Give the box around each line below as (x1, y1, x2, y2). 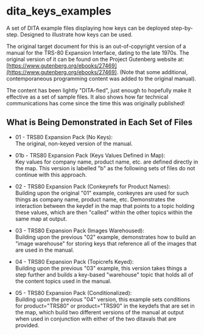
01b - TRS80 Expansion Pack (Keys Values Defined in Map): (15, 151, 166, 159)
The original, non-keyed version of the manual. (15, 140, 133, 147)
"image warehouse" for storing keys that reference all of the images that (15, 240, 197, 247)
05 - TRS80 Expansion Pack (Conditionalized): (15, 289, 132, 296)
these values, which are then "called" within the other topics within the (15, 209, 193, 216)
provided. (15, 321, 40, 329)
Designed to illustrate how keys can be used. (20, 30, 133, 38)
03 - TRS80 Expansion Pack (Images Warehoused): (15, 227, 145, 234)
